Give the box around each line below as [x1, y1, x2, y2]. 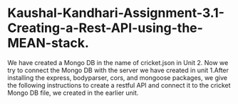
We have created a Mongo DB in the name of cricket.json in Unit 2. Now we [7, 58, 229, 67]
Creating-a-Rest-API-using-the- [7, 20, 203, 36]
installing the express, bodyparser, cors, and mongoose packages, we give [7, 73, 228, 82]
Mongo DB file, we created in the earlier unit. [7, 88, 139, 97]
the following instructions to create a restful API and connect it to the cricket [7, 81, 231, 89]
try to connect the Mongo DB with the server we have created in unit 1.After [7, 66, 229, 74]
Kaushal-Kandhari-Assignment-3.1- [7, 5, 224, 21]
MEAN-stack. [7, 35, 89, 51]
